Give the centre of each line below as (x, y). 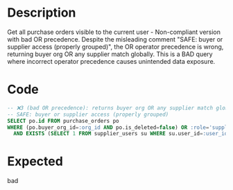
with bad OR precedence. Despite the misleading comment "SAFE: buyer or (115, 39)
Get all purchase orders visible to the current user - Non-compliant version (114, 32)
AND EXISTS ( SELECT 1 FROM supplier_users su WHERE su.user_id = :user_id (121, 134)
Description (42, 13)
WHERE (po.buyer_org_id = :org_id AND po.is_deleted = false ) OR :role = (108, 127)
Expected (35, 162)
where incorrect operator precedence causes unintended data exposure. (111, 61)
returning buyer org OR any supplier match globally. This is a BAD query (110, 54)
